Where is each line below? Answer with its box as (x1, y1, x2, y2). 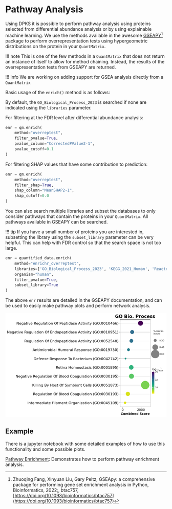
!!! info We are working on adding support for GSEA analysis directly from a (5, 74, 164, 80)
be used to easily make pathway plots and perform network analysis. (5, 303, 151, 309)
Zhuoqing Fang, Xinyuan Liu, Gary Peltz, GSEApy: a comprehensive (12, 476, 155, 482)
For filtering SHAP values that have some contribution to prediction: (5, 161, 148, 167)
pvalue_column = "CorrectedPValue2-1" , (14, 141, 95, 146)
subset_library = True (14, 282, 58, 287)
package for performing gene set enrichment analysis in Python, (12, 481, 149, 488)
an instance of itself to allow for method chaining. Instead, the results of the (5, 58, 165, 64)
